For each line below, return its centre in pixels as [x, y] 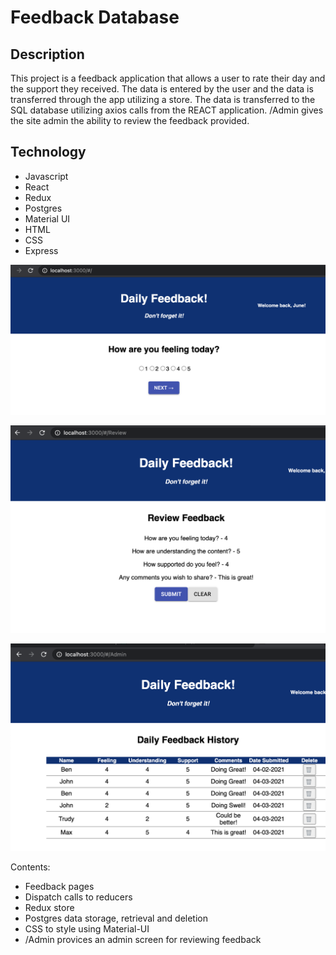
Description [47, 54]
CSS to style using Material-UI [87, 929]
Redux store [49, 908]
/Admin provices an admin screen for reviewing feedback [143, 940]
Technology [48, 152]
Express [41, 250]
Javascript [46, 176]
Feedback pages [59, 887]
